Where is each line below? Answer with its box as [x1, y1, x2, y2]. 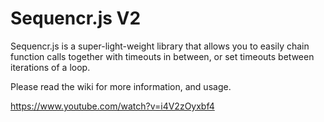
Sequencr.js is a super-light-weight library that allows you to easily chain [10, 40, 310, 52]
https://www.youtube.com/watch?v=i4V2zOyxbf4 [10, 100, 215, 112]
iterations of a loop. [10, 61, 91, 73]
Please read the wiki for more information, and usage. [10, 80, 232, 92]
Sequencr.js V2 [10, 7, 142, 30]
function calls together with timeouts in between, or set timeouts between [10, 50, 315, 62]
